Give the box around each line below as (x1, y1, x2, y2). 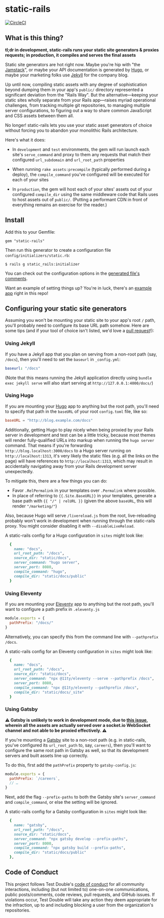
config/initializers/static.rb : (5, 252, 70, 258)
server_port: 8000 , (14, 841, 54, 846)
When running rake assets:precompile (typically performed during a (12, 166, 151, 172)
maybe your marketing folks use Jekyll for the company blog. (5, 72, 129, 78)
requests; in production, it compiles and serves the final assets (5, 52, 136, 58)
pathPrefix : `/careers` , (9, 776, 60, 781)
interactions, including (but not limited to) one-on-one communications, (5, 886, 149, 892)
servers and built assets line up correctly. (5, 752, 89, 758)
